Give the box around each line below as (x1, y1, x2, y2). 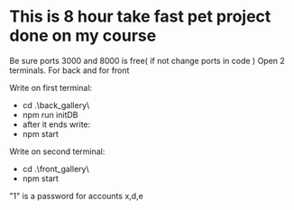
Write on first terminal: (9, 82, 93, 93)
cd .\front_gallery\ (22, 163, 90, 174)
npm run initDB (22, 109, 78, 120)
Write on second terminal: (9, 146, 106, 157)
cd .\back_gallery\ (22, 99, 90, 110)
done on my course (9, 25, 157, 46)
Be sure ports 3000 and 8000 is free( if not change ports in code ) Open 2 (9, 55, 286, 66)
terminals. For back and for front (9, 65, 130, 76)
